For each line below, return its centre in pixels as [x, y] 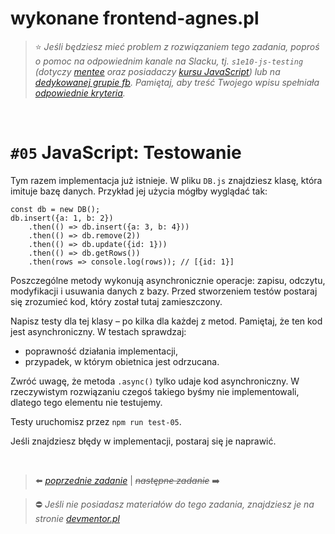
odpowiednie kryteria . [80, 93]
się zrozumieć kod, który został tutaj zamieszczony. [116, 301]
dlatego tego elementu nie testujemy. [86, 402]
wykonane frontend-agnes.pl [135, 18]
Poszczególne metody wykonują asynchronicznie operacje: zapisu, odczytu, [168, 280]
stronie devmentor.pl [77, 518]
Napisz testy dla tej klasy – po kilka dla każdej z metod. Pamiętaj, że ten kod [166, 321]
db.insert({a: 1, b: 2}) [62, 218]
